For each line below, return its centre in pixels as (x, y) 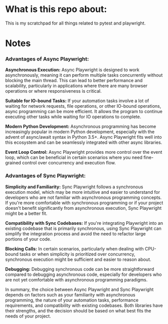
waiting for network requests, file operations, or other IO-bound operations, (83, 106)
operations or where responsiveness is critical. (53, 91)
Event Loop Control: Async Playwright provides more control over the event (84, 152)
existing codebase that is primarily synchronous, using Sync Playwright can (83, 228)
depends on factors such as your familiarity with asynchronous (70, 294)
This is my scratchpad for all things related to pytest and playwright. (75, 23)
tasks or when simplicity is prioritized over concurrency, (77, 254)
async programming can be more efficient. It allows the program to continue (84, 112)
